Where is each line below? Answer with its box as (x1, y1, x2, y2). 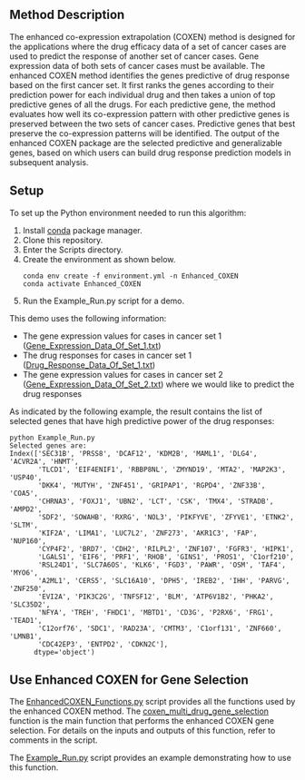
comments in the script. (9, 735, 98, 745)
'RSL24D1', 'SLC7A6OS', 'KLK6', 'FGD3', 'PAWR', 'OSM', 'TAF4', (37, 560, 286, 569)
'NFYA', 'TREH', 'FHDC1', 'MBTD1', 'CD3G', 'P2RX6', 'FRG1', (37, 607, 274, 617)
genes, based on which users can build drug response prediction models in (9, 147, 291, 158)
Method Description (9, 7, 125, 23)
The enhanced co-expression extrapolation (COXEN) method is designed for (9, 31, 296, 42)
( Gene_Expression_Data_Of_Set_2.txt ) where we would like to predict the (22, 379, 295, 390)
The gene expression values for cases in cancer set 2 (22, 369, 224, 380)
